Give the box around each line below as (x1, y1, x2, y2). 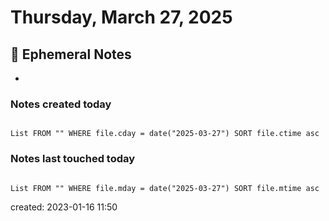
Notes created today (10, 97, 112, 111)
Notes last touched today (10, 152, 136, 166)
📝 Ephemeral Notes (10, 46, 132, 63)
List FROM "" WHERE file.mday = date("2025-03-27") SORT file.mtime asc (10, 183, 320, 193)
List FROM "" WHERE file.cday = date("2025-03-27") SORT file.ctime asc (10, 129, 320, 139)
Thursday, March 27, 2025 (10, 6, 233, 29)
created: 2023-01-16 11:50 (10, 201, 118, 213)
